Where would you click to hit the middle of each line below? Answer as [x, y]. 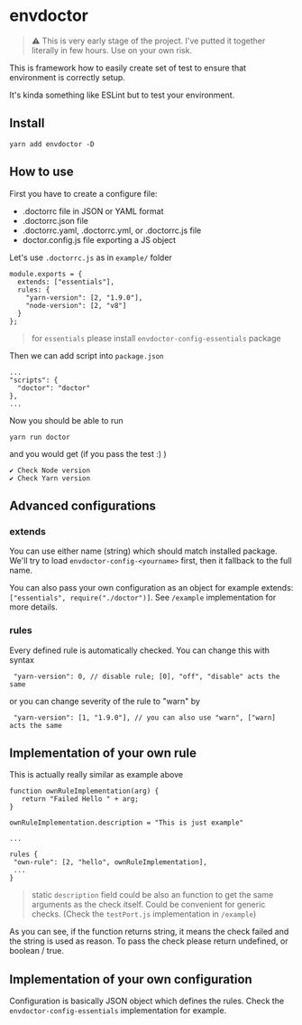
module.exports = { [46, 274]
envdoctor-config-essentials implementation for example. [118, 1011]
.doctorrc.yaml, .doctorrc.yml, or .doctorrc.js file [112, 230]
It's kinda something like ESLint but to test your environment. [122, 95]
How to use [41, 172]
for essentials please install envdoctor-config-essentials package [156, 338]
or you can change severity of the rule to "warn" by [105, 701]
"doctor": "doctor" [54, 388]
